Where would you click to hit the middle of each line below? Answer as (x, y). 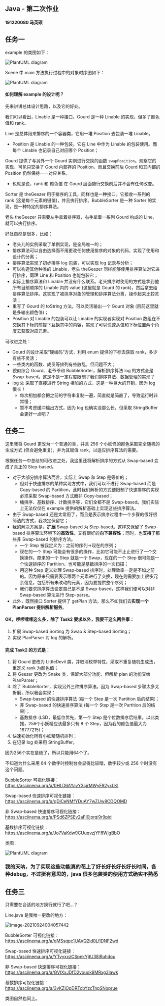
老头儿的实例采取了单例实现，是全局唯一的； (58, 244)
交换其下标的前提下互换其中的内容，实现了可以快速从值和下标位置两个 (83, 325)
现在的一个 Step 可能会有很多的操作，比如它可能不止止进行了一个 (86, 552)
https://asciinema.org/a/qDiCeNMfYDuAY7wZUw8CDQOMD (66, 802)
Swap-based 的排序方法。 (49, 539)
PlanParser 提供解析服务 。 (39, 607)
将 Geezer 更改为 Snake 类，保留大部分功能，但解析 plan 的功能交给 (81, 674)
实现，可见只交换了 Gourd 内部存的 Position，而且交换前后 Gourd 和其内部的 (83, 167)
